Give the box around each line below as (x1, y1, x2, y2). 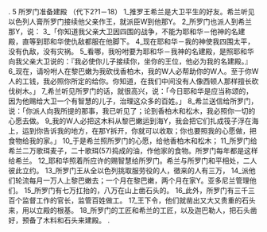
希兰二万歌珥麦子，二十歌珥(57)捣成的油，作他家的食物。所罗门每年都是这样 (8, 146, 258, 155)
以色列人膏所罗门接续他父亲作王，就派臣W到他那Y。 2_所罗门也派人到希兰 (8, 17, 253, 26)
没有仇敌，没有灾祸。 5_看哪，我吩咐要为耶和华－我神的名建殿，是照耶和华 (8, 47, 254, 56)
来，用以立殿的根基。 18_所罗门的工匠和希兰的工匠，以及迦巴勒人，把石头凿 (8, 206, 257, 215)
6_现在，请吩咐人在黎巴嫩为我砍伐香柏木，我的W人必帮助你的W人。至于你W (8, 67, 259, 75)
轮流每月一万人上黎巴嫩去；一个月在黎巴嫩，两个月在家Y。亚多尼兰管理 (14, 176, 250, 185)
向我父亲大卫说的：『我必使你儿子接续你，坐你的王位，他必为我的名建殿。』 (8, 56, 252, 66)
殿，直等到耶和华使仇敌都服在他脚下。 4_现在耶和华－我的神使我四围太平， (8, 37, 255, 46)
